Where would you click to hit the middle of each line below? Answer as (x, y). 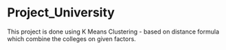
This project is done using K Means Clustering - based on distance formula (113, 32)
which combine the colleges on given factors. (71, 38)
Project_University (61, 13)
